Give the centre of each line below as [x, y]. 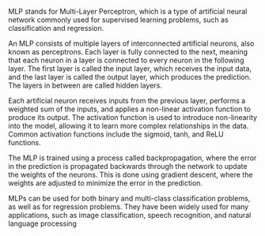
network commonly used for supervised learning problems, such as [119, 20]
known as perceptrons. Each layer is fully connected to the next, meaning [128, 52]
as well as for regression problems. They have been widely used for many [129, 207]
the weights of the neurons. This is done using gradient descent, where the [131, 174]
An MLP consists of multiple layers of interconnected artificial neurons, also [131, 43]
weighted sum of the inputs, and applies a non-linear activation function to [130, 109]
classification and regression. [56, 28]
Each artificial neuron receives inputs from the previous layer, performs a [127, 101]
